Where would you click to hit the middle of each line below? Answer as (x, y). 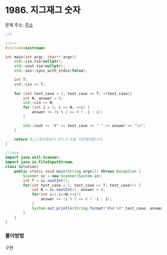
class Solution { (22, 167)
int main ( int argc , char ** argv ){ (41, 57)
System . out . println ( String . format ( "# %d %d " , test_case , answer (97, 208)
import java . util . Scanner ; (33, 158)
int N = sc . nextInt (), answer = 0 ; (69, 190)
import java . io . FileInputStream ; (40, 162)
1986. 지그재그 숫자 (43, 10)
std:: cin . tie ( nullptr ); (39, 62)
